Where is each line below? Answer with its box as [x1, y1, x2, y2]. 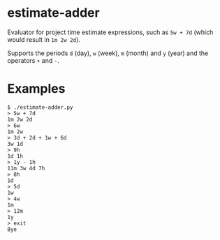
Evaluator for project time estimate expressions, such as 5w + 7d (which [7, 28, 214, 36]
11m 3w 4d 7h [7, 165, 45, 172]
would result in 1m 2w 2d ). [7, 35, 80, 43]
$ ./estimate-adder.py [7, 103, 73, 111]
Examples [7, 81, 66, 97]
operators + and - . [7, 56, 59, 64]
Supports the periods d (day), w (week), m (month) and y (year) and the [7, 49, 209, 57]
